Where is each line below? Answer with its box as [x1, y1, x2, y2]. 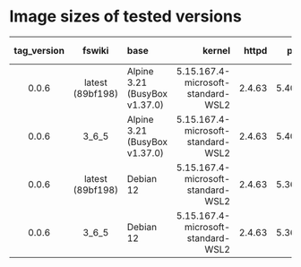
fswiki [82, 44, 109, 56]
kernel [202, 44, 231, 56]
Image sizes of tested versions [9, 6, 242, 27]
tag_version [13, 44, 65, 56]
